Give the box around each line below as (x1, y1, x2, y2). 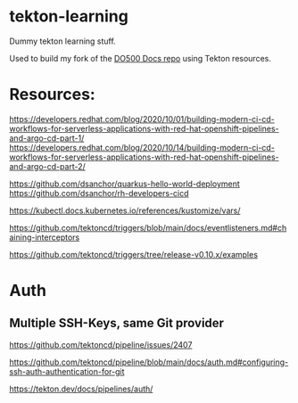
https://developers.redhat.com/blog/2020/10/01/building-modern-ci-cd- (9, 113, 275, 124)
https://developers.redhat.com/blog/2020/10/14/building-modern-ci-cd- (9, 142, 275, 152)
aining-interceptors (9, 232, 80, 243)
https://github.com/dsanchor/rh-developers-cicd (9, 187, 189, 198)
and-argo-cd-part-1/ (9, 132, 85, 144)
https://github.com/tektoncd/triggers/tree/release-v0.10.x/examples (9, 249, 259, 259)
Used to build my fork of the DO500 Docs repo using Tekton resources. (9, 53, 272, 63)
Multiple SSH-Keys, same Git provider (9, 316, 225, 331)
